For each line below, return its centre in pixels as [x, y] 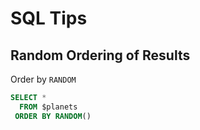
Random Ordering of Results [100, 55]
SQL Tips [49, 18]
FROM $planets [48, 107]
